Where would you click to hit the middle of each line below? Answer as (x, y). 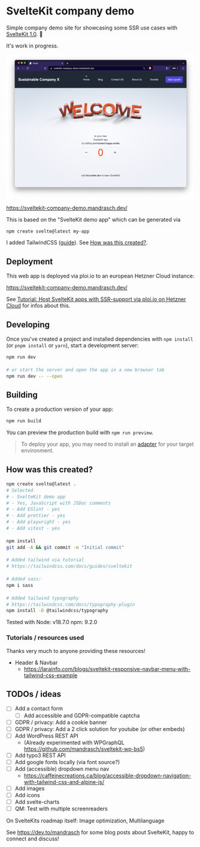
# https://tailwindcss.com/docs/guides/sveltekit (69, 566)
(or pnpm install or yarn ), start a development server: (72, 345)
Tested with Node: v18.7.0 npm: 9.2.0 (52, 622)
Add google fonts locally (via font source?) (67, 762)
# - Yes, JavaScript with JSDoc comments (59, 503)
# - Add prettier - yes (36, 516)
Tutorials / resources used (45, 638)
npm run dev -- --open (34, 376)
